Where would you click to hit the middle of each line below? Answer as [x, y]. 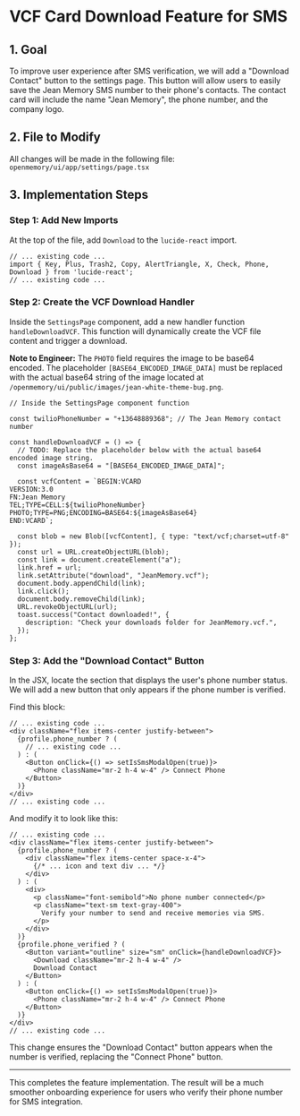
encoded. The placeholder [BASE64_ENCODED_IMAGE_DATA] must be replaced [146, 367]
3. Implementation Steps [79, 195]
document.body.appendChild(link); [81, 583]
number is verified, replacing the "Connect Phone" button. [116, 1057]
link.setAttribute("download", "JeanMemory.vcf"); [113, 575]
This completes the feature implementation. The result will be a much [137, 1083]
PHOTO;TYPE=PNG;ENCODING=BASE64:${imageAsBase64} [104, 512]
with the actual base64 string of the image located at [106, 377]
